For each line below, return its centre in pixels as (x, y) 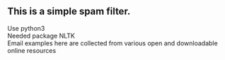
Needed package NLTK (41, 36)
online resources (32, 50)
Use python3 (26, 28)
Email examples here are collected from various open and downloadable (112, 43)
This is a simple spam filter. (69, 12)
